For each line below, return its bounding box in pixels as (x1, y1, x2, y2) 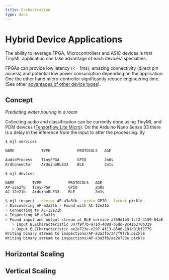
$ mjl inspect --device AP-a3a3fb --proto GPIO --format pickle (5, 199, 143, 204)
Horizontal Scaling (5, 249, 64, 258)
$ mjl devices (5, 171, 35, 176)
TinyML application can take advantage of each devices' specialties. (5, 56, 147, 62)
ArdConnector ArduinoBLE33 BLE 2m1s (5, 162, 114, 167)
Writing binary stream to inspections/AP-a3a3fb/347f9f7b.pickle (5, 231, 145, 236)
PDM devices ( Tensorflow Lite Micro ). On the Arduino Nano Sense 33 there (5, 124, 161, 130)
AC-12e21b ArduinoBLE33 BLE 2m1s (5, 189, 105, 195)
